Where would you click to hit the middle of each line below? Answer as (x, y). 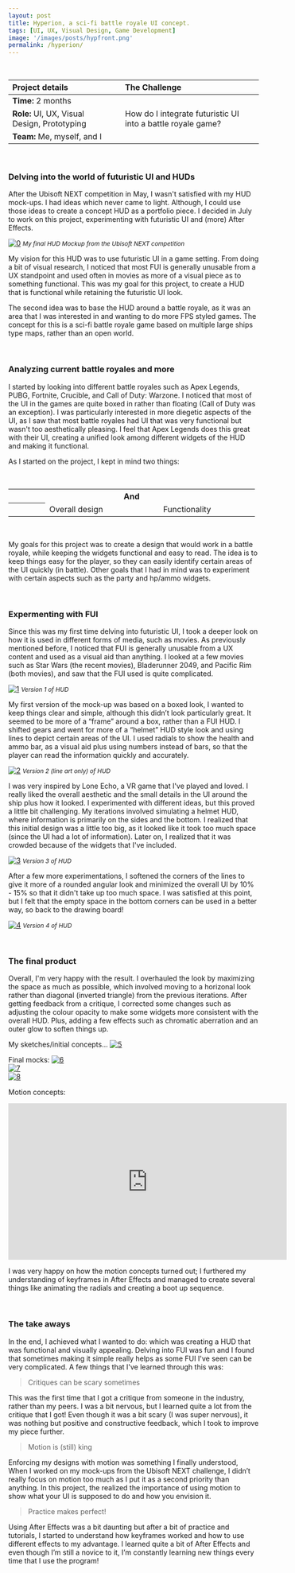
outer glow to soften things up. (58, 1029)
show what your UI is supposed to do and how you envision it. (110, 1496)
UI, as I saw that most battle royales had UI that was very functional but (125, 420)
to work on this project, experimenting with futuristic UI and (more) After (126, 219)
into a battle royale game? (173, 124)
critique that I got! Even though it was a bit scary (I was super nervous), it (128, 1414)
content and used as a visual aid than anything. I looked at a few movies (126, 657)
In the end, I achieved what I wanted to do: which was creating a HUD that (130, 1342)
